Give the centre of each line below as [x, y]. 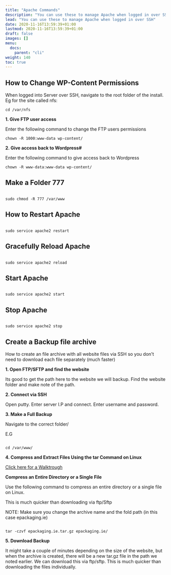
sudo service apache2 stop [34, 326]
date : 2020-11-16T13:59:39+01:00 [41, 24]
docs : [16, 48]
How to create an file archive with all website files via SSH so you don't [80, 354]
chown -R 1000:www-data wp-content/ [44, 139]
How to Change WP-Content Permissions [72, 83]
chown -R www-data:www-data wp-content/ [49, 167]
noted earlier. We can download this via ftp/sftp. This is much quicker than [83, 561]
